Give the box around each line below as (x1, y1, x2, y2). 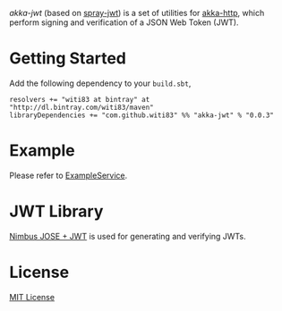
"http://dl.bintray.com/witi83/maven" (9, 103, 154, 112)
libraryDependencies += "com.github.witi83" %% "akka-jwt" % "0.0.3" (9, 111, 275, 120)
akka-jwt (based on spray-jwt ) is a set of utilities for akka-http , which (9, 8, 265, 18)
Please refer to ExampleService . (9, 170, 128, 181)
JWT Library (9, 201, 104, 222)
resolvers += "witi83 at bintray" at (9, 95, 150, 104)
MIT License (9, 291, 56, 302)
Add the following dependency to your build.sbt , (9, 78, 192, 88)
